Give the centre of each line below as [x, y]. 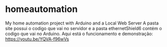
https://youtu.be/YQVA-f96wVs [37, 39]
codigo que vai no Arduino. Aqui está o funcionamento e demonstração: [79, 33]
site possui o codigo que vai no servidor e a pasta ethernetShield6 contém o [83, 28]
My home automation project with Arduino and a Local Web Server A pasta [82, 23]
